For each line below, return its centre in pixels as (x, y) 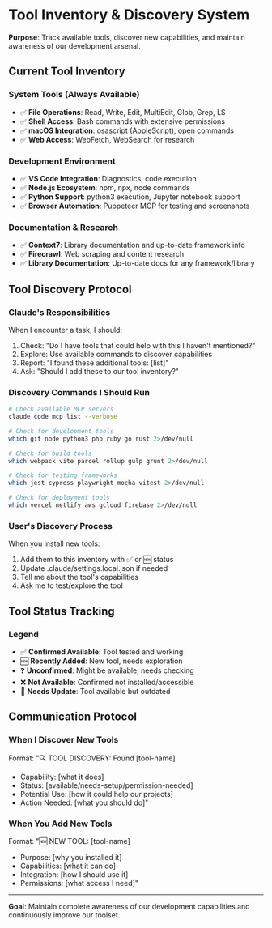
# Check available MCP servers (61, 409)
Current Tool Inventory (67, 72)
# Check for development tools (61, 431)
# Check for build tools (50, 453)
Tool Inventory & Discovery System (129, 15)
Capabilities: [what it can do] (68, 866)
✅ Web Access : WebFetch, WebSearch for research (107, 139)
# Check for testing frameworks (63, 475)
